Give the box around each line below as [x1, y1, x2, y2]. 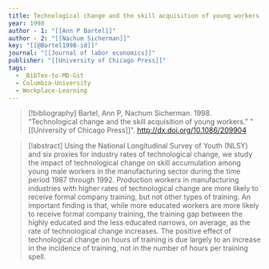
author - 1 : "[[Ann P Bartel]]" [8, 26, 116, 35]
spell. [27, 252, 46, 262]
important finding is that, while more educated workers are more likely [27, 201, 259, 210]
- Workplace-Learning [15, 86, 88, 95]
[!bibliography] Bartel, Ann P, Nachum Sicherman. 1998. [27, 108, 212, 118]
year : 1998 [8, 19, 45, 27]
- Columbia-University [15, 79, 91, 87]
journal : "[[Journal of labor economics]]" [8, 49, 156, 57]
